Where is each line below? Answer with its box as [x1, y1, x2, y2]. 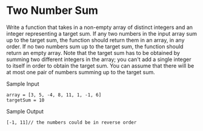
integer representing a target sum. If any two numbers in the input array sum [6, 30, 197, 37]
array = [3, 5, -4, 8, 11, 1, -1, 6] [6, 92, 102, 98]
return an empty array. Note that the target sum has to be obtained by [6, 49, 181, 56]
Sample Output [6, 107, 44, 115]
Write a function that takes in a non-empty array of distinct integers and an [6, 24, 193, 31]
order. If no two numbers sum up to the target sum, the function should [6, 43, 184, 50]
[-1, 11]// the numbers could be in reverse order [6, 119, 137, 126]
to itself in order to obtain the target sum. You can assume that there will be [6, 62, 195, 69]
